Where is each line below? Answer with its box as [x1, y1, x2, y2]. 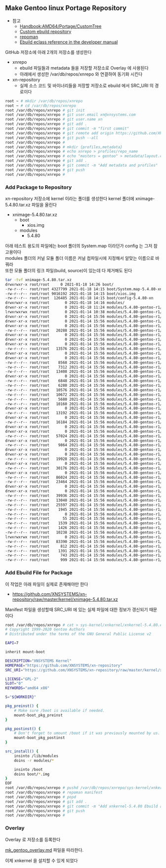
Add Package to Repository [5, 184, 72, 191]
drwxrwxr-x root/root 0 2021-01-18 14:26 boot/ [5, 282, 114, 287]
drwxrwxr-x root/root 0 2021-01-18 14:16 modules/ [5, 300, 125, 305]
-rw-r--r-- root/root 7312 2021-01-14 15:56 [5, 365, 105, 370]
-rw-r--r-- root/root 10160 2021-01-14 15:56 [5, 401, 105, 407]
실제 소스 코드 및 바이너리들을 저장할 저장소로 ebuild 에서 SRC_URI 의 [19, 83, 154, 88]
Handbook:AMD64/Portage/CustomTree [19, 23, 102, 29]
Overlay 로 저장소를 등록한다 [5, 836, 61, 842]
